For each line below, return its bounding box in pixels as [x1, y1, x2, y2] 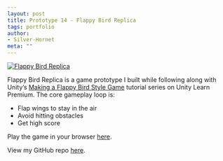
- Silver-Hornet [7, 36, 55, 43]
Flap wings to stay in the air [17, 104, 97, 112]
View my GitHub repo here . [7, 146, 86, 154]
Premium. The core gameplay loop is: [7, 90, 116, 99]
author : [7, 29, 30, 37]
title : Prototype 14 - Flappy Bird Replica [7, 17, 137, 24]
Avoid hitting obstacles [17, 111, 84, 120]
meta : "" [7, 43, 33, 50]
